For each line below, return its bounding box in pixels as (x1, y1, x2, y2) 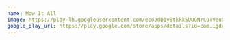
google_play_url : (7, 22, 57, 29)
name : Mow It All (7, 9, 57, 17)
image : (7, 16, 26, 23)
